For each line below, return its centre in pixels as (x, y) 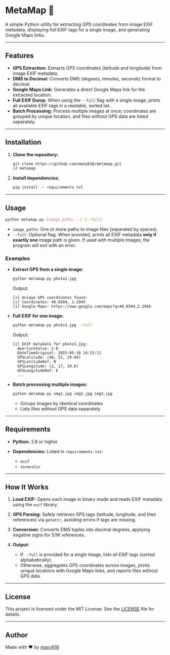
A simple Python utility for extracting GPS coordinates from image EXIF (79, 24)
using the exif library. (35, 505)
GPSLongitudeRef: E (38, 370)
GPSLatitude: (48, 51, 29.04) (49, 357)
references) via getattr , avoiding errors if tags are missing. (74, 520)
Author (16, 635)
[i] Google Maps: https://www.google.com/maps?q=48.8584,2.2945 (82, 307)
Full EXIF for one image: (38, 316)
